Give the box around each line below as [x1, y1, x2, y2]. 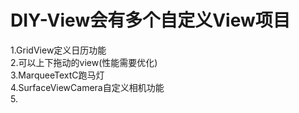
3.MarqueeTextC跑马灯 [10, 69, 105, 81]
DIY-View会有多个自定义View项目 [10, 9, 291, 32]
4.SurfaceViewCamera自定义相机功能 [10, 81, 165, 93]
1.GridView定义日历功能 [10, 44, 107, 56]
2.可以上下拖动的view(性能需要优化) [10, 56, 158, 68]
